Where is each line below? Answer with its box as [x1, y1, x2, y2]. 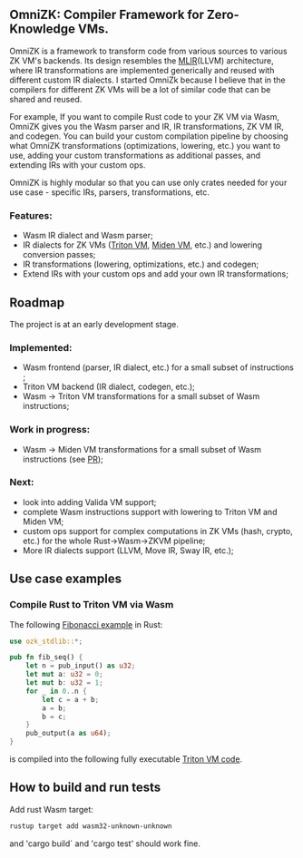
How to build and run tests [9, 780, 161, 795]
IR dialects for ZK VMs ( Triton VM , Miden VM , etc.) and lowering [22, 239, 263, 250]
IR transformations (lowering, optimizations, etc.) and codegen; [22, 258, 259, 270]
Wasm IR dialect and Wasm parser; [22, 230, 153, 241]
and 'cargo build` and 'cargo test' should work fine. [9, 838, 201, 849]
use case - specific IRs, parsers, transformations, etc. [9, 186, 210, 198]
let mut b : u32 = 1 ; [25, 678, 103, 687]
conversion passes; [22, 249, 96, 260]
